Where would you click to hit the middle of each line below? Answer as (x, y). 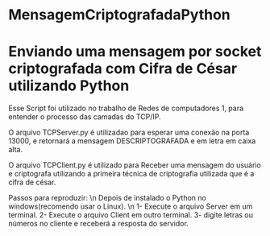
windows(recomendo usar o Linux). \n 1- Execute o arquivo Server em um (131, 206)
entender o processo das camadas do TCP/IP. (85, 117)
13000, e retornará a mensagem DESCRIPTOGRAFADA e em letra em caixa (132, 141)
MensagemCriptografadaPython (120, 15)
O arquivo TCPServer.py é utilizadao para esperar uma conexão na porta (129, 132)
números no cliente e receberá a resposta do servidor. (99, 224)
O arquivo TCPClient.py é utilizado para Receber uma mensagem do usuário (135, 165)
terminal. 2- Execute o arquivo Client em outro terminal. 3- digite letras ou (131, 215)
